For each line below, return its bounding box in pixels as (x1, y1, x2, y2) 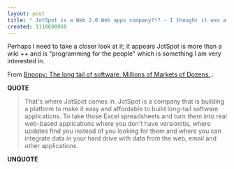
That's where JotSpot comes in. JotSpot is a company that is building (24, 97, 225, 106)
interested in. (7, 57, 45, 65)
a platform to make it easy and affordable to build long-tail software (24, 105, 219, 113)
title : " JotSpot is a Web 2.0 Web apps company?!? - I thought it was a (7, 17, 227, 24)
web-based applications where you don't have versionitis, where (24, 120, 211, 128)
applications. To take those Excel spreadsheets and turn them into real (24, 112, 227, 120)
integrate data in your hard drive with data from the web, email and (24, 134, 217, 143)
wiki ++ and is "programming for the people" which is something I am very (7, 49, 221, 58)
